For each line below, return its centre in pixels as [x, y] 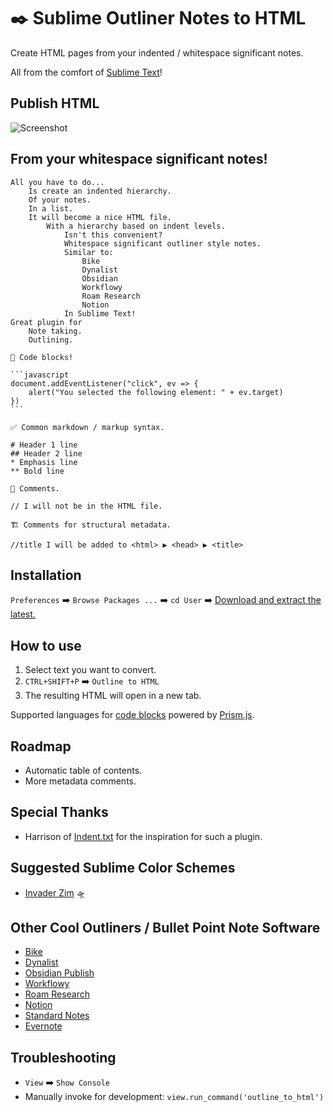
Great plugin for [46, 322]
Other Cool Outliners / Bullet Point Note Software [165, 928]
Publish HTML [55, 103]
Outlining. [51, 340]
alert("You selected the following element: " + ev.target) [156, 392]
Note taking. [55, 331]
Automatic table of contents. [83, 770]
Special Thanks [59, 812]
